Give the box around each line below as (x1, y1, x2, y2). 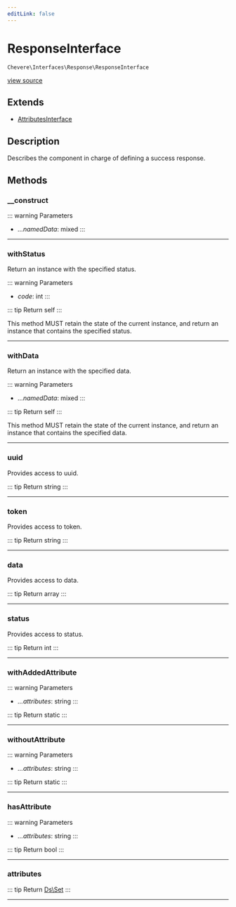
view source (7, 76, 43, 84)
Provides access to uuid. (7, 468, 79, 477)
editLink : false (7, 10, 55, 18)
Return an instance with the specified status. (7, 265, 137, 274)
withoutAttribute (7, 734, 65, 744)
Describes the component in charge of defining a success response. (7, 154, 206, 162)
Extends (7, 96, 44, 108)
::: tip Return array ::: (7, 590, 67, 598)
